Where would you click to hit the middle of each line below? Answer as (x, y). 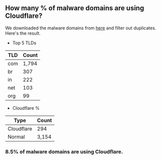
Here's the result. (23, 33)
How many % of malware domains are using (75, 8)
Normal (16, 137)
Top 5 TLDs (24, 43)
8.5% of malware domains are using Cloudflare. (64, 152)
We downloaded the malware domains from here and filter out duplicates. (81, 28)
